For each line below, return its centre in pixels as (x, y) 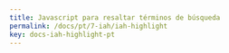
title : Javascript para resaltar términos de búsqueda (115, 18)
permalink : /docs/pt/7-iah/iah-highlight (89, 26)
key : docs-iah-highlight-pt (62, 34)
